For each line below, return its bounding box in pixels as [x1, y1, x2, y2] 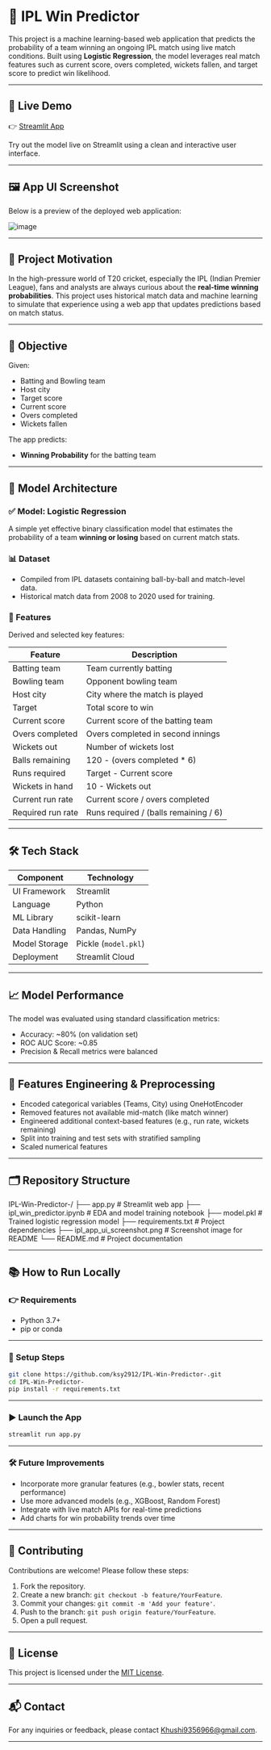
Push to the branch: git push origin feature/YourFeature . [19, 1606, 216, 1617]
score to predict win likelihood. [8, 68, 110, 77]
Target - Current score [85, 768, 173, 779]
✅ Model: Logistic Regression [8, 505, 127, 517]
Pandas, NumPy [76, 925, 137, 936]
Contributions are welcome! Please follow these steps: [8, 1565, 190, 1575]
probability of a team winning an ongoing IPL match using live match [8, 42, 236, 52]
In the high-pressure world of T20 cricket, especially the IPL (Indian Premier [8, 274, 261, 283]
